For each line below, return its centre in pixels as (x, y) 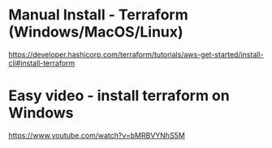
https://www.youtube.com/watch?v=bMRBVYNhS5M (97, 135)
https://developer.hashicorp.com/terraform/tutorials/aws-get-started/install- (136, 54)
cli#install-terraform (42, 63)
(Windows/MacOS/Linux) (96, 32)
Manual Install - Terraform (98, 15)
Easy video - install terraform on (119, 96)
